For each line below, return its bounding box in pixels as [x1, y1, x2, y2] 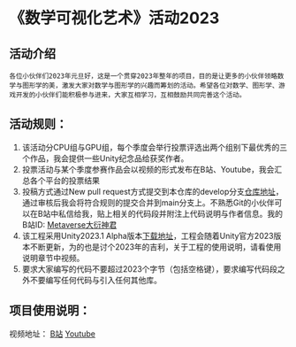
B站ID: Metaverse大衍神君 [21, 219, 118, 230]
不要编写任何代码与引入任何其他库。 [29, 274, 162, 285]
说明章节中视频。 [21, 252, 85, 263]
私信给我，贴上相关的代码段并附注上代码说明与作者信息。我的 [57, 208, 283, 219]
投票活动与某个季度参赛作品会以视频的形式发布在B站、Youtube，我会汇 [21, 164, 283, 174]
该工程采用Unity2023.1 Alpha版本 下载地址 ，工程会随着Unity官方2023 [21, 230, 274, 241]
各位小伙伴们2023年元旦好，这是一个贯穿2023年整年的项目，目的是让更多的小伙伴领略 [9, 72, 278, 81]
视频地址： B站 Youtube [9, 328, 95, 339]
